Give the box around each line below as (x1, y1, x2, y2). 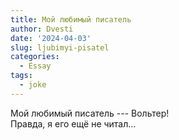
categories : (10, 52, 60, 62)
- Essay (19, 61, 52, 71)
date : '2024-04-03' (10, 33, 92, 43)
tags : (10, 71, 33, 81)
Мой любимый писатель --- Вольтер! (10, 107, 170, 119)
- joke (19, 80, 47, 90)
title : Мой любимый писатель (10, 14, 132, 25)
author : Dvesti (10, 24, 74, 34)
